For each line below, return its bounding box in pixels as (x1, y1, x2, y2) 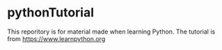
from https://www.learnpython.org (7, 34, 106, 42)
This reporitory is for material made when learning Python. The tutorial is (7, 27, 216, 36)
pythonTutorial (7, 5, 95, 21)
